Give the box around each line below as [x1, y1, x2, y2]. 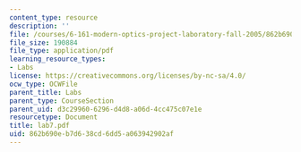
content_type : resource [9, 13, 99, 22]
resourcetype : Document [9, 113, 99, 122]
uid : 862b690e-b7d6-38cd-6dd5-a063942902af [9, 130, 175, 139]
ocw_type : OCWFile [9, 80, 78, 89]
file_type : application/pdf [9, 46, 115, 55]
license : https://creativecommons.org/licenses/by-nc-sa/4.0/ [9, 72, 246, 80]
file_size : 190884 [9, 38, 78, 47]
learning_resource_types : [9, 55, 106, 63]
